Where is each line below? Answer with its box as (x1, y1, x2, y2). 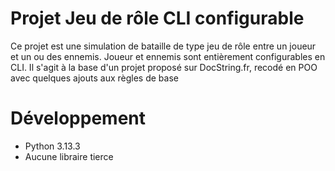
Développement (10, 107, 147, 130)
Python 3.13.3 (24, 140, 81, 152)
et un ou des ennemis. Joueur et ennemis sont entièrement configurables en (10, 50, 326, 62)
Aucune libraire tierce (24, 150, 114, 162)
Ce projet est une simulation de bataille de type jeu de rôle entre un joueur (10, 40, 317, 52)
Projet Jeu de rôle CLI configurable (10, 7, 305, 30)
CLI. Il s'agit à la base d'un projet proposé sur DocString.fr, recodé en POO (10, 61, 318, 73)
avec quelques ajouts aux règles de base (10, 72, 179, 84)
